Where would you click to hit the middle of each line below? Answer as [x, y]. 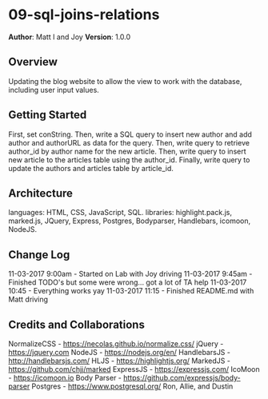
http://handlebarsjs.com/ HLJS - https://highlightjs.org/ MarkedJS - [119, 361]
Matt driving [28, 299]
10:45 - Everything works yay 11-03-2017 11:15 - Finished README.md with [131, 291]
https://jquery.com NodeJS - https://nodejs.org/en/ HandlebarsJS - [119, 352]
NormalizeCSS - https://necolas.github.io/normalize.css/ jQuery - [116, 344]
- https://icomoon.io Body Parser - [65, 378]
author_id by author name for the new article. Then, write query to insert [127, 151]
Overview [33, 62]
